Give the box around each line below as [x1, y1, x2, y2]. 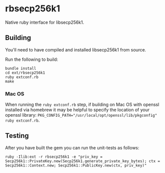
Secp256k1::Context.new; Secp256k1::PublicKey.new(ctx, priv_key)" [5, 163, 147, 168]
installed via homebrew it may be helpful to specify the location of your [5, 107, 150, 113]
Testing [5, 131, 29, 140]
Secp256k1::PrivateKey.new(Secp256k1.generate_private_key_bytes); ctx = [5, 159, 161, 164]
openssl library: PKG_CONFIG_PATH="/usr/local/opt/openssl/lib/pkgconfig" [5, 112, 157, 118]
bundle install [5, 66, 37, 71]
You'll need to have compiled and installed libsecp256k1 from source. [5, 46, 147, 52]
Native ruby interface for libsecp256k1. [5, 19, 84, 25]
